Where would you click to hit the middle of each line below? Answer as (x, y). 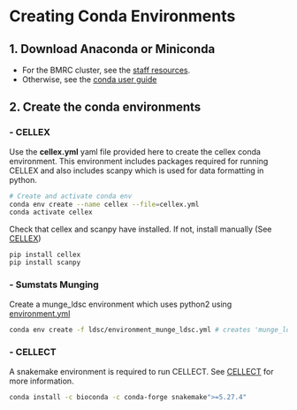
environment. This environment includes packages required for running (139, 161)
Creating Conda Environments (122, 16)
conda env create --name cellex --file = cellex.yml (104, 204)
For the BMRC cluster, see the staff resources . (106, 70)
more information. (42, 381)
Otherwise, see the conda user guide (89, 80)
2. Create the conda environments (105, 107)
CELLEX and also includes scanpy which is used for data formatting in (137, 171)
